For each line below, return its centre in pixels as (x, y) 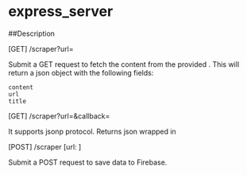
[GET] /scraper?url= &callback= (59, 116)
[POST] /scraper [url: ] (45, 146)
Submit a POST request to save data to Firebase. (88, 162)
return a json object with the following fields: (81, 72)
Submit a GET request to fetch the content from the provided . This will (124, 64)
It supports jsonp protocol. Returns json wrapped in (92, 131)
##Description (32, 33)
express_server (61, 12)
